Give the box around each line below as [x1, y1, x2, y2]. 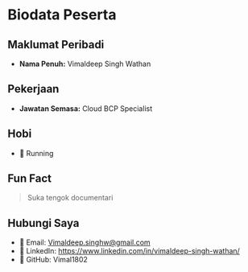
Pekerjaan [7, 82, 60, 96]
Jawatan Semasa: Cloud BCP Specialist [19, 103, 153, 113]
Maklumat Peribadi [7, 38, 105, 52]
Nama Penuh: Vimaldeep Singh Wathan [19, 59, 151, 68]
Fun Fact [7, 171, 52, 186]
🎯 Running [19, 148, 54, 158]
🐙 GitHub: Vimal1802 [19, 255, 88, 265]
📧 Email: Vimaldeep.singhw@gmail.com [19, 237, 151, 247]
